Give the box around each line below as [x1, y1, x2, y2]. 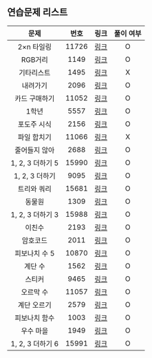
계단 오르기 [17, 300, 52, 310]
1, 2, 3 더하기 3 [10, 209, 59, 219]
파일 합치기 [17, 132, 52, 142]
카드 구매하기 [14, 94, 55, 103]
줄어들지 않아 [14, 145, 55, 155]
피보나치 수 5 [14, 249, 55, 258]
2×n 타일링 [17, 42, 52, 52]
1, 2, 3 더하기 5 [10, 158, 59, 167]
